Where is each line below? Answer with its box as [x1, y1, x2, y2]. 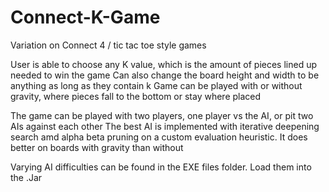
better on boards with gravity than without [10, 141, 184, 153]
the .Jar [10, 171, 43, 183]
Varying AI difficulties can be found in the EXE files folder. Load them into [10, 161, 312, 173]
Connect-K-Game [10, 6, 161, 29]
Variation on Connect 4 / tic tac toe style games [10, 39, 207, 51]
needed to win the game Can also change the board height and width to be [10, 69, 320, 81]
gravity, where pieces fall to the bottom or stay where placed [10, 90, 262, 102]
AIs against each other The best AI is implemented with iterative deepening [10, 120, 320, 132]
